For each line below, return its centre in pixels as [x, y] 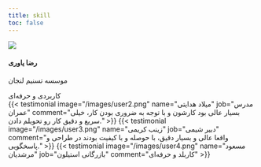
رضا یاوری [23, 63]
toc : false [26, 23]
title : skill [29, 15]
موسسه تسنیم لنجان [38, 80]
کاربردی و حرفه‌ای [35, 95]
